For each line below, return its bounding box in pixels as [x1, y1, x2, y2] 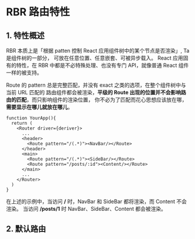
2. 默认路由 [6, 224, 46, 234]
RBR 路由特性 [6, 5, 70, 19]
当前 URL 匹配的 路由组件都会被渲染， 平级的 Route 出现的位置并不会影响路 [6, 89, 186, 95]
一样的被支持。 [6, 69, 42, 76]
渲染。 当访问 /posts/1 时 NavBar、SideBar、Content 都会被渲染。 [6, 206, 166, 212]
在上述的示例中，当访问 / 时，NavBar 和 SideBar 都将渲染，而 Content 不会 [6, 198, 187, 205]
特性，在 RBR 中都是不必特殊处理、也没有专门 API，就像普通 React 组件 [16, 62, 189, 69]
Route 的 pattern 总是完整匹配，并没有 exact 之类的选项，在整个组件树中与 [6, 81, 186, 88]
